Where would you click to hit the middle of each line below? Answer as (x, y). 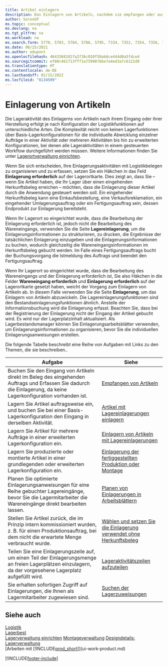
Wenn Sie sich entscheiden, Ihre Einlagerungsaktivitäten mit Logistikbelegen (84, 166)
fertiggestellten (119, 458)
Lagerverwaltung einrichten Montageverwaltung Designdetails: (70, 638)
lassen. (16, 510)
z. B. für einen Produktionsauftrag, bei (52, 530)
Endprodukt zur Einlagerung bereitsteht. (46, 208)
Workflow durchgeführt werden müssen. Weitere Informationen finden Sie (81, 151)
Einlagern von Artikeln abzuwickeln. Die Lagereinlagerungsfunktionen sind (82, 297)
